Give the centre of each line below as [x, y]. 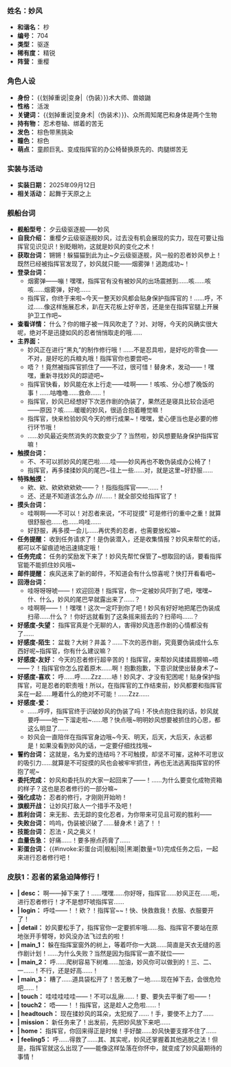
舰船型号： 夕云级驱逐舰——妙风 [63, 229]
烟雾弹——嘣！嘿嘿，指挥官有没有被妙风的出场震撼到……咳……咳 [119, 281]
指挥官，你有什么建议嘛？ [76, 651]
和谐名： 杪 [33, 27]
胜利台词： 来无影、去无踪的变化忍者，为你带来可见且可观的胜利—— [114, 814]
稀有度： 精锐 [36, 53]
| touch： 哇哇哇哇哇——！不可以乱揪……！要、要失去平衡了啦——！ [115, 997]
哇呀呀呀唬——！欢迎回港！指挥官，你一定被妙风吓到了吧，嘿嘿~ [120, 591]
